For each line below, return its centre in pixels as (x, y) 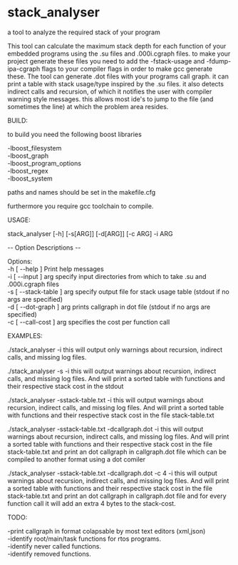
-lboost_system (30, 178)
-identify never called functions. (55, 546)
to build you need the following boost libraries (75, 134)
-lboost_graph (28, 156)
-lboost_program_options (45, 163)
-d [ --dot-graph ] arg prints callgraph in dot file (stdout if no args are (109, 307)
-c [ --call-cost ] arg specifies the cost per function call (89, 322)
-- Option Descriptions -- (44, 248)
